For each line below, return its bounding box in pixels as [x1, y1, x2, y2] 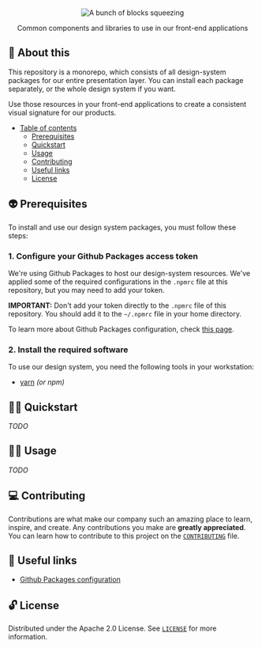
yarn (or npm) [19, 377, 65, 387]
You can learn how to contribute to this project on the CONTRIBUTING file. [8, 531, 240, 540]
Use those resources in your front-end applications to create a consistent [8, 99, 247, 108]
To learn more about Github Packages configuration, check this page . [8, 324, 234, 334]
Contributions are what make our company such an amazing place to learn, [8, 514, 253, 524]
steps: [8, 230, 28, 241]
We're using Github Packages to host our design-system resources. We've [8, 268, 251, 278]
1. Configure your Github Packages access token [8, 250, 199, 261]
